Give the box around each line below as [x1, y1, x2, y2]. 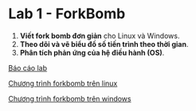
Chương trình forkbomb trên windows [8, 94, 131, 103]
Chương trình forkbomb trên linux [8, 78, 118, 88]
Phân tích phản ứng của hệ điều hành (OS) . [19, 48, 165, 57]
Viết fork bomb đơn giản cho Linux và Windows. [19, 31, 180, 40]
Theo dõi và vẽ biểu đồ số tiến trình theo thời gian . [19, 39, 189, 48]
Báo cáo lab [8, 63, 48, 72]
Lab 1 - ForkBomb [8, 5, 126, 23]
